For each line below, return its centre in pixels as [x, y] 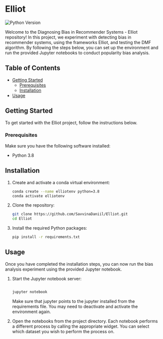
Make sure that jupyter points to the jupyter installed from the [73, 301]
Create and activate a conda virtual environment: [61, 182]
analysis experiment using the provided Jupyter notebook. [63, 269]
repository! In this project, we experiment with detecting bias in [68, 37]
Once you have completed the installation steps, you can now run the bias [79, 264]
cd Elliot [22, 219]
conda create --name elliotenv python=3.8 [56, 191]
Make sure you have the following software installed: [58, 146]
